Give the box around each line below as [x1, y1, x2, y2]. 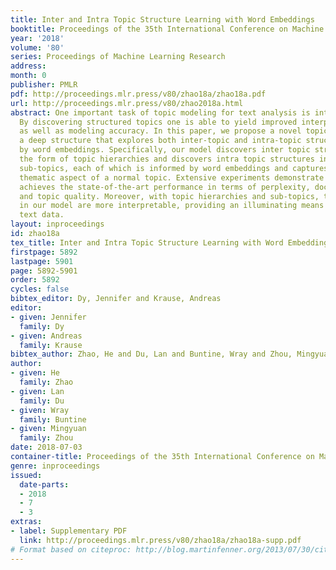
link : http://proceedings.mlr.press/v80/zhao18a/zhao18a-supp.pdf [19, 535, 302, 545]
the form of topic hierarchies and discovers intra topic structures [19, 154, 315, 164]
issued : [10, 470, 43, 480]
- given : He [10, 368, 60, 378]
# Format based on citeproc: [10, 544, 132, 555]
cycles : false [10, 284, 70, 295]
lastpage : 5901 [10, 256, 74, 266]
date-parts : [19, 479, 70, 490]
